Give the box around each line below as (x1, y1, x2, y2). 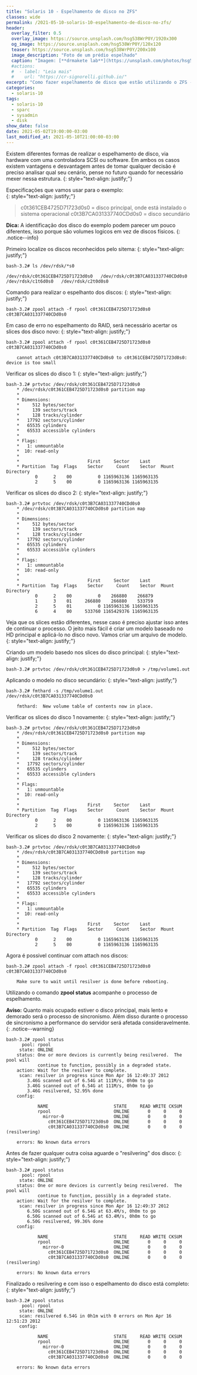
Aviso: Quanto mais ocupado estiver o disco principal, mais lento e (6, 1007, 168, 1014)
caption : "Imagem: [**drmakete (11, 57, 88, 63)
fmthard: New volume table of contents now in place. (16, 703, 154, 709)
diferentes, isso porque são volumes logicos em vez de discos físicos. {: (6, 228, 181, 235)
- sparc (11, 107, 30, 113)
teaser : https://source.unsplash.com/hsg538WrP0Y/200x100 (11, 47, 157, 53)
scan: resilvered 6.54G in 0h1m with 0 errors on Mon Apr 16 (19, 1313, 172, 1319)
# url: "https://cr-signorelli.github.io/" (11, 74, 127, 80)
